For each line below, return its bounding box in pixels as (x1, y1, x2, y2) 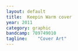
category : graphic (6, 25, 51, 31)
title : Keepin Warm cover (6, 14, 72, 20)
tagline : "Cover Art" (6, 36, 67, 42)
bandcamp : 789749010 (6, 30, 57, 36)
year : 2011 (6, 19, 33, 25)
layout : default (6, 8, 46, 15)
